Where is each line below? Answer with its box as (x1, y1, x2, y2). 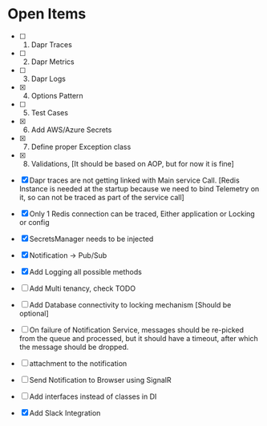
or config (18, 217, 50, 227)
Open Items (7, 5, 87, 23)
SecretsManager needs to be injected (29, 234, 154, 243)
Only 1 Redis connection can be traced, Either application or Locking (29, 209, 256, 219)
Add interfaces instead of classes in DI (29, 392, 157, 401)
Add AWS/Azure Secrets (30, 125, 112, 135)
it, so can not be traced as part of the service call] (18, 192, 185, 202)
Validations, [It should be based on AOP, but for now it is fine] (30, 159, 234, 168)
